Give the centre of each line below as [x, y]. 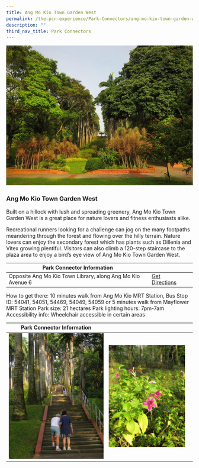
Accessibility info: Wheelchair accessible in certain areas [76, 314]
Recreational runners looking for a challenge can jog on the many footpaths [98, 229]
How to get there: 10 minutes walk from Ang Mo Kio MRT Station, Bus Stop [97, 295]
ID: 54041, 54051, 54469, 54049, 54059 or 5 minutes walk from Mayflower [98, 302]
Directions [164, 283]
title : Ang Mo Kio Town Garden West [51, 12]
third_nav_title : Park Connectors [49, 31]
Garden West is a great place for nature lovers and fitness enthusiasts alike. [98, 218]
